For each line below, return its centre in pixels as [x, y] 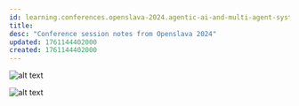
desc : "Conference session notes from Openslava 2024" [113, 34]
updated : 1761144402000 [53, 42]
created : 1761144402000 [53, 50]
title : [21, 26]
